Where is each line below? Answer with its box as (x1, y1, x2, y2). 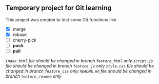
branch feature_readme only (5, 73, 61, 79)
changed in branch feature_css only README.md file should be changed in (5, 68, 152, 74)
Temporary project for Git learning (5, 4, 112, 12)
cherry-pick (12, 37, 37, 43)
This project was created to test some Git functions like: (5, 17, 118, 22)
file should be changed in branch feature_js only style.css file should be (5, 63, 154, 69)
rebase (12, 32, 27, 37)
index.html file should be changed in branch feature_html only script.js (5, 58, 153, 64)
